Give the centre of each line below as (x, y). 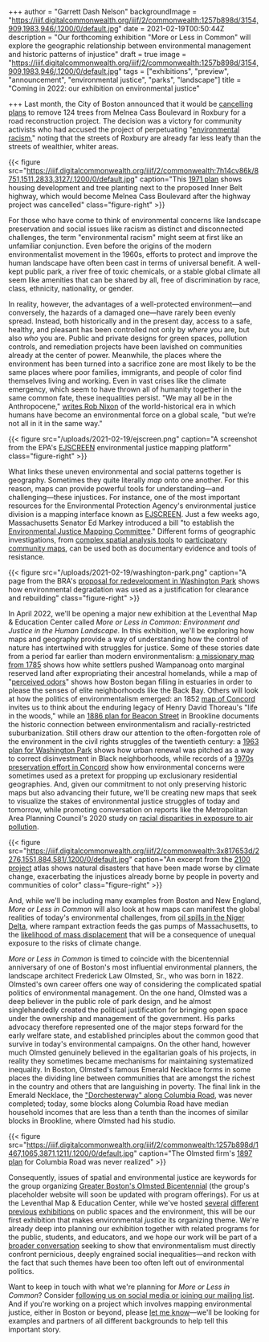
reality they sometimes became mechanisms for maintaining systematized (131, 1061)
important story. (35, 1329)
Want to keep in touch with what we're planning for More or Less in (119, 1287)
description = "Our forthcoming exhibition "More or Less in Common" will (130, 37)
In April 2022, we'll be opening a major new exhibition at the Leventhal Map (133, 614)
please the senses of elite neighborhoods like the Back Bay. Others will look (134, 690)
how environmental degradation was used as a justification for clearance (128, 590)
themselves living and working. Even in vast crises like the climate (117, 381)
